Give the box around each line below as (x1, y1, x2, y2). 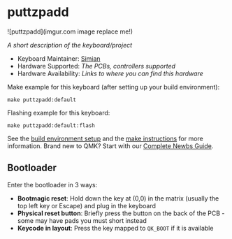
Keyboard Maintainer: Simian (17, 54, 101, 63)
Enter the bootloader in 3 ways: (7, 180, 98, 189)
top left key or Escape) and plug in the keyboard (17, 201, 156, 210)
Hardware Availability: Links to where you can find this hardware (17, 69, 204, 78)
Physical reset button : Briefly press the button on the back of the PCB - (17, 209, 225, 217)
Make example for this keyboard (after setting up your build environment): (7, 82, 220, 91)
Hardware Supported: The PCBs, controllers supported (17, 61, 176, 70)
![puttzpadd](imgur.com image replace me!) (7, 27, 133, 36)
